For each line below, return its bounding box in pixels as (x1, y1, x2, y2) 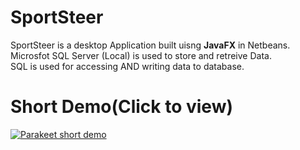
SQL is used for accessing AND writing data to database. (10, 60, 245, 72)
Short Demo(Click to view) (10, 96, 234, 118)
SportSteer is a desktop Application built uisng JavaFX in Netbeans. (10, 39, 291, 51)
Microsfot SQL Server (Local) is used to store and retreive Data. (10, 49, 272, 61)
